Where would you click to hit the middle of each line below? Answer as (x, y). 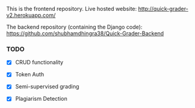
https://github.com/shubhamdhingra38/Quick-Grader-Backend (85, 33)
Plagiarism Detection (41, 99)
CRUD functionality (39, 62)
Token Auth (30, 75)
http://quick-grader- (163, 9)
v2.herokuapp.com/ (31, 15)
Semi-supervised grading (47, 87)
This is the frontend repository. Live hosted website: (72, 9)
